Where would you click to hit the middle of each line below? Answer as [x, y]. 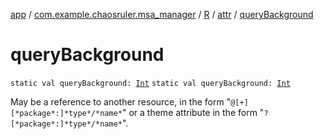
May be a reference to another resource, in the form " [121, 101]
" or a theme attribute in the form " [193, 112]
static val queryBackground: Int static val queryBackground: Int [150, 83]
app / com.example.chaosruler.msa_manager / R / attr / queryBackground [162, 14]
